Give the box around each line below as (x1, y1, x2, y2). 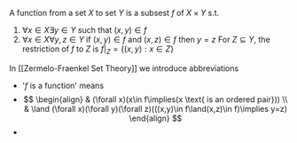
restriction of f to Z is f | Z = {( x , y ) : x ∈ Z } (21, 44, 175, 56)
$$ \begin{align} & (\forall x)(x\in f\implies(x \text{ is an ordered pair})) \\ (23, 93, 288, 105)
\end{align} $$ (129, 113, 183, 123)
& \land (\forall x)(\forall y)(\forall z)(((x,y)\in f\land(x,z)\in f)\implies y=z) (23, 103, 288, 114)
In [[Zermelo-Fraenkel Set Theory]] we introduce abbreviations (9, 62, 239, 74)
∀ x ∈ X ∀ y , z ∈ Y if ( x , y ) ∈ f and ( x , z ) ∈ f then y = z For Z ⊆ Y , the (21, 35, 270, 44)
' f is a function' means (21, 80, 105, 91)
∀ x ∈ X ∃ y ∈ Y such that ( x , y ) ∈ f (21, 25, 147, 35)
